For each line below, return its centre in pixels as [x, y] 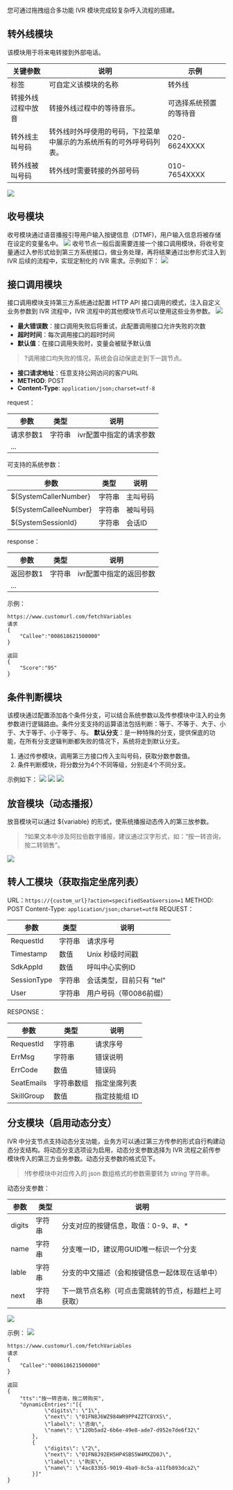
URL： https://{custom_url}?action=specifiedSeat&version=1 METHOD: [110, 900]
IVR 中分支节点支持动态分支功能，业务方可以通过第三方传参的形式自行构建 [113, 1141]
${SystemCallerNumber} [51, 497]
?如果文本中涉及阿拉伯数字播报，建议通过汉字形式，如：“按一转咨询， [124, 837]
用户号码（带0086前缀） [127, 993]
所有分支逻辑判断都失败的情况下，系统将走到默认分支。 [104, 742]
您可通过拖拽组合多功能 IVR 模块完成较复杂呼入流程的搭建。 [93, 10]
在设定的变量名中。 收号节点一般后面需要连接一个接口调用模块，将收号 [113, 243]
